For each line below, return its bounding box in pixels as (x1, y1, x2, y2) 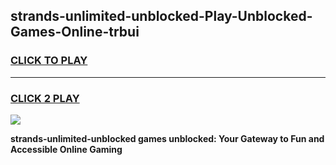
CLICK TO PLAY (10, 54, 88, 68)
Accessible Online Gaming (10, 143, 123, 155)
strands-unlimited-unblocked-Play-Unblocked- (10, 8, 313, 25)
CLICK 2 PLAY (10, 91, 80, 105)
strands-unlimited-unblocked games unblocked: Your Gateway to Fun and (10, 132, 325, 144)
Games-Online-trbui (10, 24, 140, 41)
